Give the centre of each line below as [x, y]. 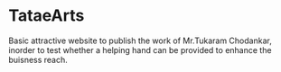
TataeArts [47, 16]
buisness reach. [38, 59]
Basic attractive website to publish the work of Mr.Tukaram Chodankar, [140, 40]
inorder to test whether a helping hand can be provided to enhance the [140, 49]
